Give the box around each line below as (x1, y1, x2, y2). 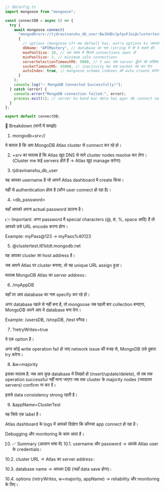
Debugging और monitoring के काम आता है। (5, 431, 84, 437)
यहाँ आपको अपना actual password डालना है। (5, 206, 84, 212)
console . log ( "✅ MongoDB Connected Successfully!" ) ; (14, 82, 123, 87)
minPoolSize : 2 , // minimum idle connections (23, 55, 118, 60)
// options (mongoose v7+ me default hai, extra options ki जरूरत (23, 41, 160, 46)
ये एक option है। (5, 336, 34, 342)
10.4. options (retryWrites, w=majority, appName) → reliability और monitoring (5, 476, 160, 482)
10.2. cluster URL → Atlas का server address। (5, 456, 96, 462)
